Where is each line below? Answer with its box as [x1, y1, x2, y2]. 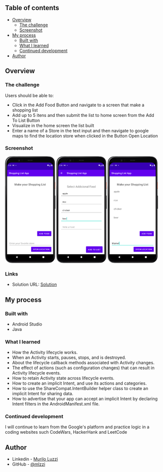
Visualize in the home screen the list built [12, 122, 95, 128]
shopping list [12, 107, 38, 113]
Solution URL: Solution [12, 281, 57, 288]
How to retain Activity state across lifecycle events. [12, 375, 115, 381]
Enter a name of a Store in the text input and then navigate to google [12, 128, 149, 133]
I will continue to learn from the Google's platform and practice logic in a [5, 424, 149, 430]
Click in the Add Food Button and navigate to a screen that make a [12, 102, 145, 108]
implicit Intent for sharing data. [12, 391, 74, 397]
